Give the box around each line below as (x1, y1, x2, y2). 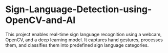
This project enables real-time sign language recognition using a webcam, (5, 31, 162, 37)
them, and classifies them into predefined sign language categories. (5, 42, 149, 48)
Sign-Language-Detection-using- (5, 4, 152, 15)
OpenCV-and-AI (5, 14, 76, 26)
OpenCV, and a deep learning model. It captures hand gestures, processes (5, 37, 163, 43)
